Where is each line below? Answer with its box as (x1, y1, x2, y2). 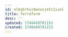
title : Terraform (5, 12, 40, 16)
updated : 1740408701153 (5, 20, 53, 25)
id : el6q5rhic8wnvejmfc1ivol (5, 7, 64, 12)
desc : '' (5, 16, 23, 21)
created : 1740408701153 (5, 25, 53, 30)
